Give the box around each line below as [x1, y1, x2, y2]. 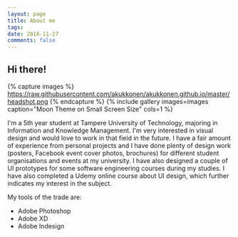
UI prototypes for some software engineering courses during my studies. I [7, 164, 225, 172]
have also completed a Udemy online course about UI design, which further [7, 172, 229, 180]
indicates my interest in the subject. [7, 179, 112, 187]
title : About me [7, 17, 56, 24]
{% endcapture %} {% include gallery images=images [49, 97, 209, 105]
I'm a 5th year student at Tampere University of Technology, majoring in [7, 118, 219, 127]
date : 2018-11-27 [7, 30, 59, 38]
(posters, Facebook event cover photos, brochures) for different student [7, 149, 219, 157]
